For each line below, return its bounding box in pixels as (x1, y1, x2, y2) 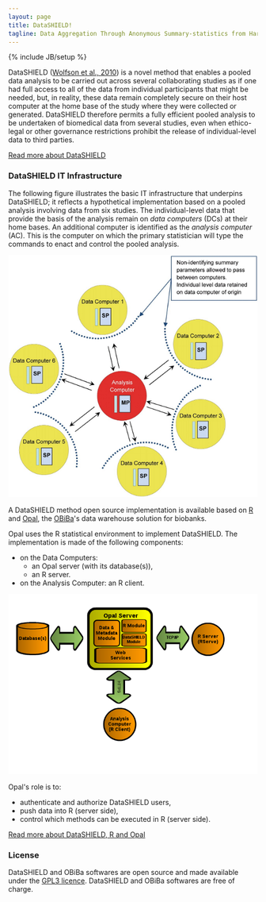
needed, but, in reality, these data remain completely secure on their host (8, 93, 247, 102)
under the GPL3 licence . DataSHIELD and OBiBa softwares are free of (8, 876, 235, 885)
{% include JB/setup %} (8, 52, 87, 62)
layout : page (8, 13, 51, 21)
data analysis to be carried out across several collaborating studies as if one (8, 76, 257, 86)
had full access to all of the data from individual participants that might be (8, 84, 249, 94)
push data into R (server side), (19, 806, 119, 815)
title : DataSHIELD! (8, 21, 73, 29)
